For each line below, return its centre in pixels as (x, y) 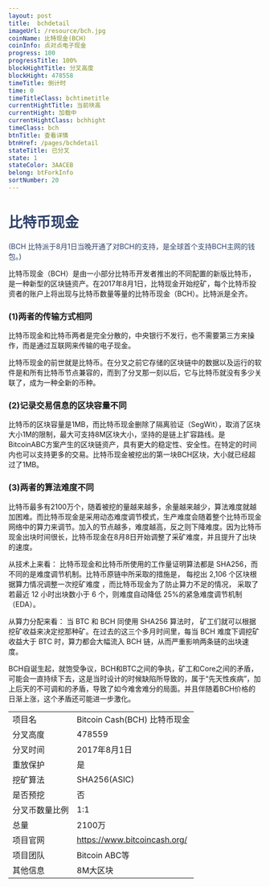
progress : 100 (32, 53)
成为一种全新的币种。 (65, 383)
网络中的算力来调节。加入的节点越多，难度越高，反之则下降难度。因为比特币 (135, 527)
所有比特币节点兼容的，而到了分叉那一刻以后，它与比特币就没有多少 (142, 373)
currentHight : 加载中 (43, 113)
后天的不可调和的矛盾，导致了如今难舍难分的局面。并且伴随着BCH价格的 (135, 688)
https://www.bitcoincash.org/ (132, 840)
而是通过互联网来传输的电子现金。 (78, 346)
